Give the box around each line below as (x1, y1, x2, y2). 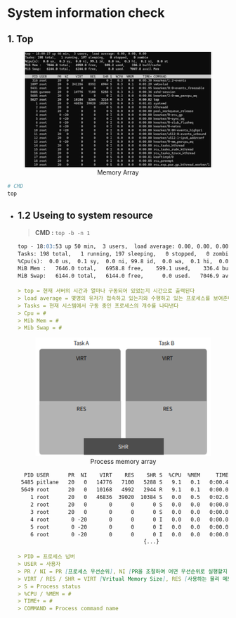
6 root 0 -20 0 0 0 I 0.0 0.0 (30, 531, 201, 538)
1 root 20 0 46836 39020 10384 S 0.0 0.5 (30, 494, 201, 501)
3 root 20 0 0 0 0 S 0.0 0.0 (30, 508, 201, 515)
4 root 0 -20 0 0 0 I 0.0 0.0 (30, 516, 201, 523)
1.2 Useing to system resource (17, 210, 153, 222)
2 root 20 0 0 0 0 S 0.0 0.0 (30, 501, 201, 508)
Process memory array (90, 457, 157, 465)
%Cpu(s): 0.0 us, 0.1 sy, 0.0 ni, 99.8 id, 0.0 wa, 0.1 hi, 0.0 (17, 258, 229, 265)
